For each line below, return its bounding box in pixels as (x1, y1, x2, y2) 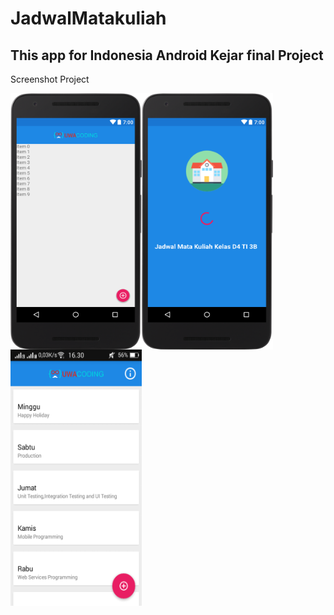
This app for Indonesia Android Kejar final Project (10, 47, 324, 64)
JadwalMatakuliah (10, 7, 167, 30)
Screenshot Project (10, 73, 90, 85)
